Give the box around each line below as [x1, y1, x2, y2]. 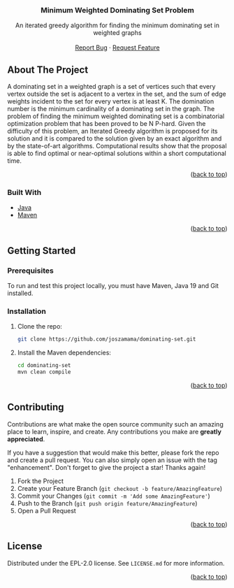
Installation [7, 306, 47, 316]
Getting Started [7, 245, 76, 257]
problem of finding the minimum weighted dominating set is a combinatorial [7, 112, 225, 120]
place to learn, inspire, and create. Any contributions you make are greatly [7, 427, 222, 436]
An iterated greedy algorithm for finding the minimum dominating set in [15, 21, 220, 29]
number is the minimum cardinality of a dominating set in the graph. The [7, 105, 215, 113]
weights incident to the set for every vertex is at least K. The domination [7, 97, 214, 106]
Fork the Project [17, 477, 64, 485]
